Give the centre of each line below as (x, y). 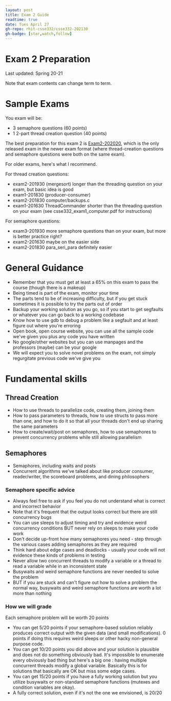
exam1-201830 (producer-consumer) (52, 194)
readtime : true (22, 19)
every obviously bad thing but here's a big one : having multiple (80, 660)
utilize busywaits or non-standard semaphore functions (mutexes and (86, 682)
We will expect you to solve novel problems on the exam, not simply (84, 353)
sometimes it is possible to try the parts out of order (68, 304)
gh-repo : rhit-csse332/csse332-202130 (47, 29)
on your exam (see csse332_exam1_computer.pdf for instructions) (82, 211)
